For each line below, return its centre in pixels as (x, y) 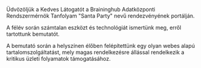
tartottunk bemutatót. (33, 34)
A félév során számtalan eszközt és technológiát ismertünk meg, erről (94, 28)
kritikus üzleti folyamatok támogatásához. (58, 59)
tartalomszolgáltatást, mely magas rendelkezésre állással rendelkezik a (95, 52)
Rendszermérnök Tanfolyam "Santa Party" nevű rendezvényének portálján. (100, 16)
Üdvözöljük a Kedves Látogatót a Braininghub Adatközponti (81, 9)
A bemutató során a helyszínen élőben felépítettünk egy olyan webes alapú (100, 46)
